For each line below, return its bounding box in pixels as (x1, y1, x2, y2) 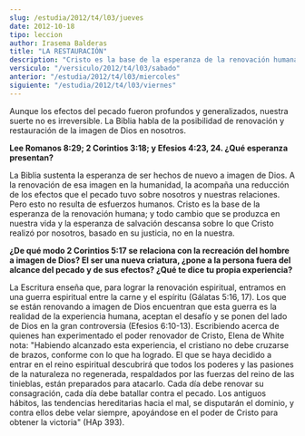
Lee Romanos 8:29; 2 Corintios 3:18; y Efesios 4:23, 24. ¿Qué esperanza (9, 142, 289, 153)
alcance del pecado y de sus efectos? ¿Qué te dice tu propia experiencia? (9, 264, 293, 275)
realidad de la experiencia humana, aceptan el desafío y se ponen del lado (9, 310, 288, 322)
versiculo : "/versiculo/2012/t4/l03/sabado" (9, 64, 181, 73)
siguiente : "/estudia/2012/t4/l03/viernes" (9, 81, 177, 90)
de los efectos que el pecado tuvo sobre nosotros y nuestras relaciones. (9, 189, 280, 199)
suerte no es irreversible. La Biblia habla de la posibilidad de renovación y (9, 115, 285, 126)
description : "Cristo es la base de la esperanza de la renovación (9, 55, 271, 64)
